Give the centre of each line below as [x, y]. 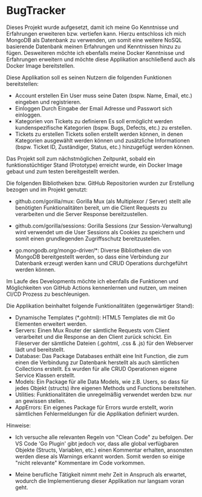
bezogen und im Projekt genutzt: [47, 189]
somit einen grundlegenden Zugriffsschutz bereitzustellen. [88, 239]
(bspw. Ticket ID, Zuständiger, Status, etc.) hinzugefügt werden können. [105, 147]
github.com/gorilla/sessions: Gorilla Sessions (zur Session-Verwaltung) [104, 226]
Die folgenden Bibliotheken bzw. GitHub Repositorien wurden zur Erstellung [100, 183]
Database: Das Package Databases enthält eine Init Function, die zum [102, 356]
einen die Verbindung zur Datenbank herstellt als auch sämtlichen [97, 362]
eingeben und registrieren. [48, 102]
